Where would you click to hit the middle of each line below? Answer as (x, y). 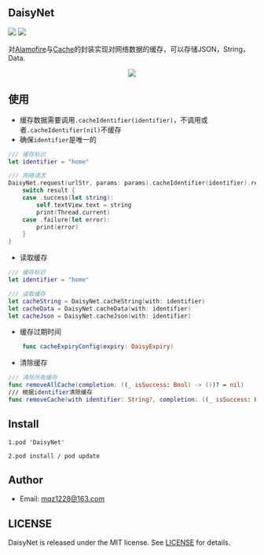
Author (26, 480)
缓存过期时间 (40, 332)
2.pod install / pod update (54, 456)
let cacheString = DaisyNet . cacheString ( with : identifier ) (107, 301)
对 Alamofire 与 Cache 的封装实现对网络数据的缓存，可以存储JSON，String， (129, 49)
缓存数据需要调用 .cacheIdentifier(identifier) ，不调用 (110, 119)
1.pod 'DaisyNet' (37, 442)
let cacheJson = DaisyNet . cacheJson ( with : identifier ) (100, 316)
